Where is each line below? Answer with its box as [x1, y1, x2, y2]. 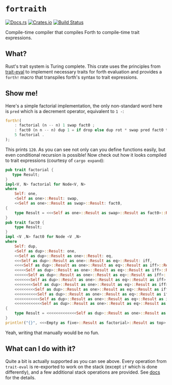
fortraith [5, 4, 47, 14]
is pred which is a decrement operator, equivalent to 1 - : [5, 108, 124, 114]
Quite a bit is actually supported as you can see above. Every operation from [5, 358, 167, 364]
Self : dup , [14, 244, 38, 249]
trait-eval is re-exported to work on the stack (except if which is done [5, 363, 158, 370]
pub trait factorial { [5, 167, 54, 172]
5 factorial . [14, 133, 45, 138]
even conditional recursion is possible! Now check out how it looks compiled [5, 152, 167, 158]
